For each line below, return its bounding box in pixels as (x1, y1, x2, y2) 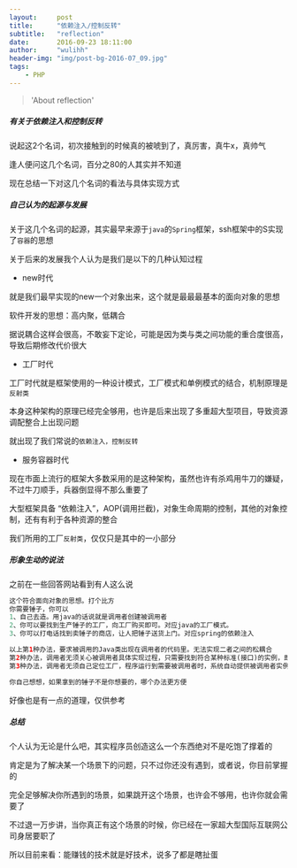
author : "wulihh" (9, 46, 89, 55)
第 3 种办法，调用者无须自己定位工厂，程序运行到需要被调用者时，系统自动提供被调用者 (9, 661, 277, 671)
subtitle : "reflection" (9, 29, 104, 38)
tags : (9, 63, 29, 72)
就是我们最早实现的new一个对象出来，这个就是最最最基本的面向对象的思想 (9, 291, 280, 302)
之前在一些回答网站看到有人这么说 (9, 579, 133, 589)
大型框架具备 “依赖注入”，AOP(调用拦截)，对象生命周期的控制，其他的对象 (9, 503, 280, 513)
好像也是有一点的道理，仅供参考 (9, 695, 126, 705)
